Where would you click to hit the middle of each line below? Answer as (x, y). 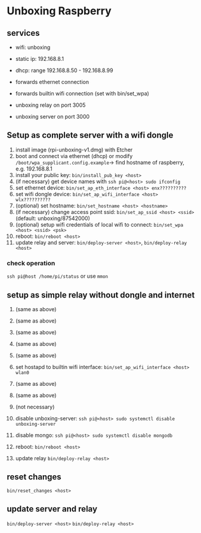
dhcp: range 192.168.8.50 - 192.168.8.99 (64, 70)
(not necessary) (35, 407)
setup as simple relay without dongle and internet (101, 295)
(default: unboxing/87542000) (52, 218)
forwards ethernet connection (52, 82)
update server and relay (52, 509)
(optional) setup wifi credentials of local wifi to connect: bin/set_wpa (99, 224)
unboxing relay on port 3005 (50, 105)
